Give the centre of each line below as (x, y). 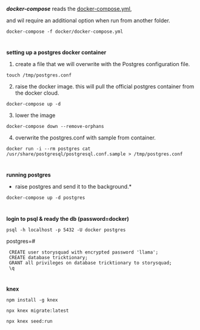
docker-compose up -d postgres (46, 198)
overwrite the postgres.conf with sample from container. (85, 138)
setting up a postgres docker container (56, 52)
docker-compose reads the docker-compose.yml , (69, 9)
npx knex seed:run (29, 321)
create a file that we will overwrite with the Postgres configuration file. (102, 64)
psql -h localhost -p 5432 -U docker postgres (66, 230)
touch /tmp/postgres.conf (39, 75)
